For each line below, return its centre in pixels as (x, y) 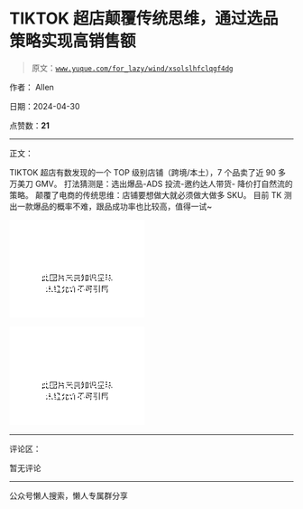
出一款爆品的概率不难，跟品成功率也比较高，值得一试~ (111, 206)
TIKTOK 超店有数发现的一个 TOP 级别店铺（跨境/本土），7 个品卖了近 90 (143, 172)
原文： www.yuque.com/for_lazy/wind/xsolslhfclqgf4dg (132, 68)
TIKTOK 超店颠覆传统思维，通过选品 (144, 19)
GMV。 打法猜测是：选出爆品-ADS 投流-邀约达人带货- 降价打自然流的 (164, 184)
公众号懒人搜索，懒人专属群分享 (69, 495)
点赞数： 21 (29, 125)
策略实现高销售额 (73, 41)
